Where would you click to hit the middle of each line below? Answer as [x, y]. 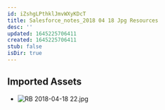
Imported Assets [45, 82]
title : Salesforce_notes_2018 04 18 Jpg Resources [83, 20]
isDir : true [25, 54]
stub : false [25, 47]
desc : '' [20, 27]
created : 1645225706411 [42, 40]
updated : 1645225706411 [42, 33]
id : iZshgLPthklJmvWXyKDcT [47, 14]
